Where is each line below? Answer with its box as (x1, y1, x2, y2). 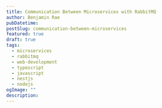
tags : (6, 43, 20, 49)
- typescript (11, 64, 44, 71)
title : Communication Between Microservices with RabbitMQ (6, 8, 157, 15)
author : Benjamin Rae (6, 14, 60, 20)
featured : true (6, 31, 44, 37)
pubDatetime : (6, 20, 39, 26)
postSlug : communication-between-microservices (6, 25, 127, 32)
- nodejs (11, 82, 33, 88)
